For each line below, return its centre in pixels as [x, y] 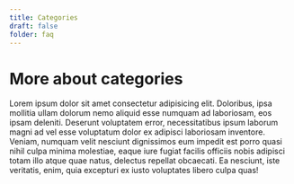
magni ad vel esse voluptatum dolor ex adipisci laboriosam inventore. [137, 132]
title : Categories [44, 18]
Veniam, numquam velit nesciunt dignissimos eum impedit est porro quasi [146, 142]
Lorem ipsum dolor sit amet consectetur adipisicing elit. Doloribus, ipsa [141, 103]
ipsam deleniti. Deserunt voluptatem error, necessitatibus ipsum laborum [144, 123]
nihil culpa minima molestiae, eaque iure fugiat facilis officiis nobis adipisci [147, 151]
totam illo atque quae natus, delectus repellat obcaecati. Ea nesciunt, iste [145, 161]
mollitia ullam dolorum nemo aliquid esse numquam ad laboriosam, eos [141, 113]
